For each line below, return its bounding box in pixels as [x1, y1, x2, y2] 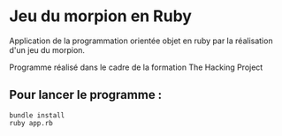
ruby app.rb [9, 118, 53, 127]
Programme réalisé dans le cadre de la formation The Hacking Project [9, 62, 263, 72]
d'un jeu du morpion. [9, 44, 86, 55]
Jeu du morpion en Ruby [9, 6, 193, 26]
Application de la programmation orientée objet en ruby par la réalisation [9, 35, 273, 46]
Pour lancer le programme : [9, 87, 163, 102]
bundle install [9, 110, 65, 120]
